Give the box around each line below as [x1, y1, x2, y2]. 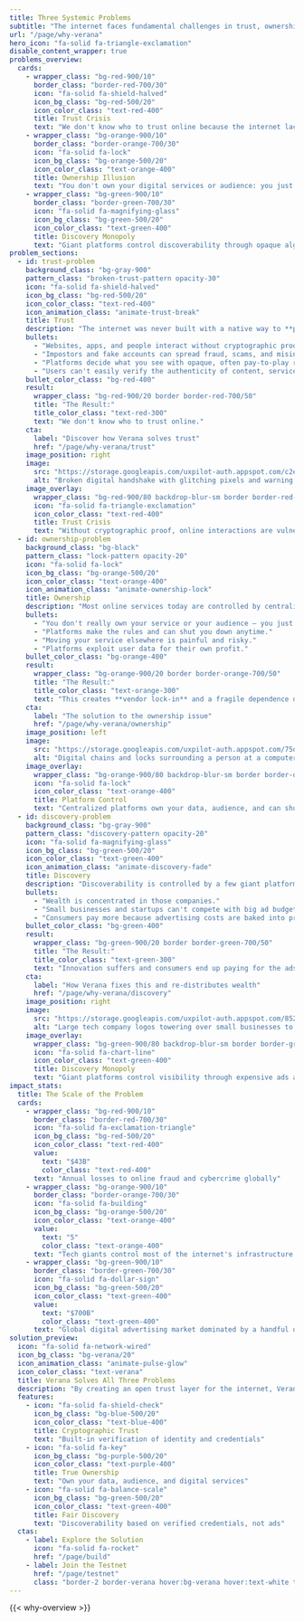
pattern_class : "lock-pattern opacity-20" [25, 551, 188, 561]
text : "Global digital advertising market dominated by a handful [33, 1325, 290, 1334]
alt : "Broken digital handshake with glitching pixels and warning [33, 476, 294, 485]
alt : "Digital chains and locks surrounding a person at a [33, 753, 261, 763]
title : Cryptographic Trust [33, 1426, 140, 1435]
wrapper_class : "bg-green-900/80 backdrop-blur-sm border [33, 1039, 257, 1048]
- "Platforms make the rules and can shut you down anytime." [33, 627, 273, 636]
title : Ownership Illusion [33, 173, 136, 182]
